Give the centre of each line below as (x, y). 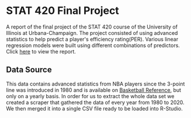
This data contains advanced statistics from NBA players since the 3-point (95, 84)
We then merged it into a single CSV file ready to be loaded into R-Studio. (94, 108)
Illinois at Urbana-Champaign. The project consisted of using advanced (92, 33)
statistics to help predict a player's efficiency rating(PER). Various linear (92, 39)
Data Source (29, 70)
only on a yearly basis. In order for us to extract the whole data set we (90, 96)
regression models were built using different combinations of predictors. (93, 45)
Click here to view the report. (41, 51)
